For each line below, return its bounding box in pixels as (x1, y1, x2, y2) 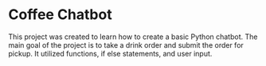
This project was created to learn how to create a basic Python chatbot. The (8, 32, 258, 41)
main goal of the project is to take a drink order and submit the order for (8, 40, 244, 49)
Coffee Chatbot (8, 6, 113, 24)
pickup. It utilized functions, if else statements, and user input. (8, 49, 213, 58)
